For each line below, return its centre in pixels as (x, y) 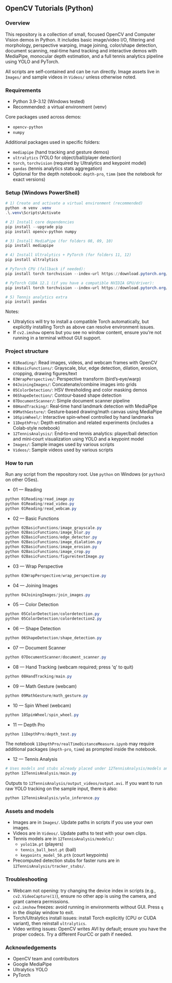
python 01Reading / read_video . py (40, 504)
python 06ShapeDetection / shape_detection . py (53, 638)
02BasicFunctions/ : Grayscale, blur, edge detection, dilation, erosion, (85, 368)
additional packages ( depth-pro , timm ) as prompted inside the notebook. (81, 749)
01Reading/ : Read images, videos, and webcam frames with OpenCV (85, 362)
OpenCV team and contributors (46, 958)
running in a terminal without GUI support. (57, 338)
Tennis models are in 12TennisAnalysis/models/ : (63, 839)
